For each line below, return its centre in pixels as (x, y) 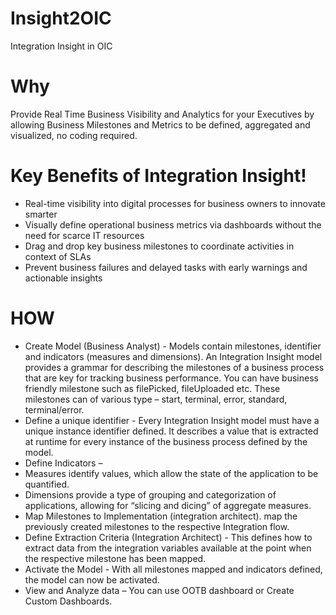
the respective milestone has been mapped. (115, 558)
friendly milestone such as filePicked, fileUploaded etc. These (152, 388)
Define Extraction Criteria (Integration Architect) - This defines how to (168, 537)
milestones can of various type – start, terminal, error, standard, (156, 399)
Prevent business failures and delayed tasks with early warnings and (166, 267)
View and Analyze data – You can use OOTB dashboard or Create (159, 590)
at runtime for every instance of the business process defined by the (166, 441)
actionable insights (63, 278)
